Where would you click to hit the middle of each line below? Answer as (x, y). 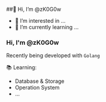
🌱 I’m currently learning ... (47, 27)
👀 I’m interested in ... (40, 21)
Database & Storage (40, 81)
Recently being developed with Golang (53, 55)
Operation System (37, 88)
